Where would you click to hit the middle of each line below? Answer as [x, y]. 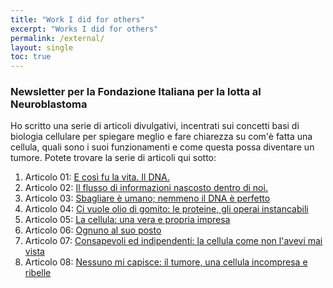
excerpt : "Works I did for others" [84, 29]
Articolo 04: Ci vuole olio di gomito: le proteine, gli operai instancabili [166, 209]
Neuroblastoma [49, 104]
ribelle [38, 273]
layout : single [42, 47]
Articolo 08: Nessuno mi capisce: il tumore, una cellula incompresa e [166, 262]
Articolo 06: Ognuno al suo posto [93, 230]
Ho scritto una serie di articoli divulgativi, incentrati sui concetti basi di [155, 126]
